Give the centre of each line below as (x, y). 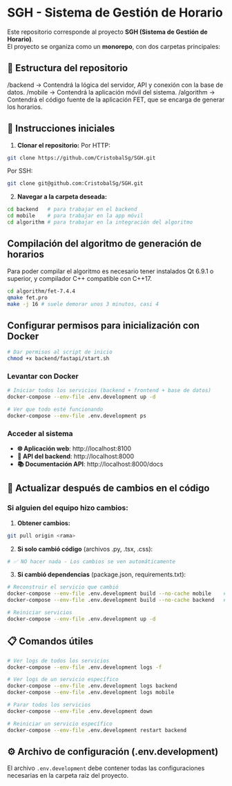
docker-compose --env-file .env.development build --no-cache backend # (117, 600)
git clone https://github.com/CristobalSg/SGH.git (81, 158)
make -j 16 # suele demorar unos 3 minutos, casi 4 (83, 304)
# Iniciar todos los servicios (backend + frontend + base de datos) (109, 391)
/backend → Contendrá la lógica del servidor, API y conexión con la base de (115, 85)
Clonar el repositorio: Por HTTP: (64, 145)
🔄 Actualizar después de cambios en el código (108, 488)
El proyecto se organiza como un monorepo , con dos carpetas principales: (114, 46)
